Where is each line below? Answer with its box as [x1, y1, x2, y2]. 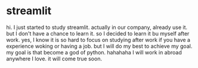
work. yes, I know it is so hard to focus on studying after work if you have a [6, 36, 191, 43]
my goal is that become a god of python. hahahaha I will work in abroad [6, 48, 182, 56]
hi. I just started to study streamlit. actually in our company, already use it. [6, 24, 188, 31]
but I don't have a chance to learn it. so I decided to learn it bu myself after [6, 30, 190, 37]
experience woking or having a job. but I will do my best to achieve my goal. [6, 43, 193, 50]
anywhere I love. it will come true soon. [6, 55, 103, 62]
